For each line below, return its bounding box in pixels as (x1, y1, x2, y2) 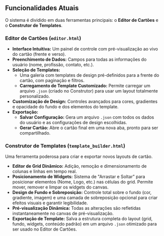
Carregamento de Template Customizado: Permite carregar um (19, 83, 151, 89)
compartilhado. (19, 130, 51, 136)
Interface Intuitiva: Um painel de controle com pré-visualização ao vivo (12, 46, 159, 52)
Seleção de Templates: (12, 67, 61, 73)
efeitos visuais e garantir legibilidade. (12, 200, 88, 206)
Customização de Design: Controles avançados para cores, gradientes (12, 98, 158, 104)
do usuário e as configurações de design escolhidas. (19, 120, 127, 126)
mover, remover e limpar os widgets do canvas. (12, 184, 109, 190)
